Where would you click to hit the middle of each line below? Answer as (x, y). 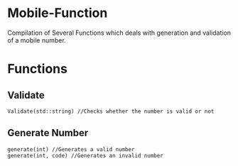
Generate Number (48, 133)
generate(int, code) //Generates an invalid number (85, 155)
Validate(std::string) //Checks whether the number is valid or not (111, 111)
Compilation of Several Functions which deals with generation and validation (119, 33)
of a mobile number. (37, 40)
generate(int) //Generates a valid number (71, 149)
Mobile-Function (58, 13)
